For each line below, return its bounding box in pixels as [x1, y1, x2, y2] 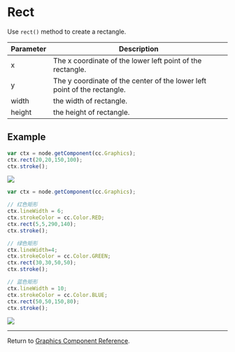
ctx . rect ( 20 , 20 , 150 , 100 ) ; [7, 156, 83, 163]
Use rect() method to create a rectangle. [7, 27, 127, 36]
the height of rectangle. [52, 107, 130, 117]
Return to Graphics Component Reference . [7, 337, 131, 345]
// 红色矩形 [7, 201, 38, 209]
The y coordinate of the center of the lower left [52, 76, 206, 85]
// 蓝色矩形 [7, 279, 38, 286]
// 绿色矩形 [7, 239, 38, 247]
